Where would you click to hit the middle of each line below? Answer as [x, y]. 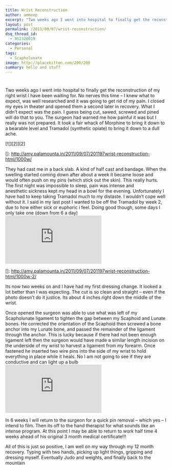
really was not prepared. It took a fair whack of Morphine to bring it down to [85, 123]
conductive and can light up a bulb [42, 362]
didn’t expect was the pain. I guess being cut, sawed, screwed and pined [82, 112]
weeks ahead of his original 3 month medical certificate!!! [66, 437]
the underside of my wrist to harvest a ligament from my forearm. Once [80, 346]
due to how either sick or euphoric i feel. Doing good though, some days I [83, 207]
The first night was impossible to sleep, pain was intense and [70, 186]
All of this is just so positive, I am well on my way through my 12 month [80, 447]
